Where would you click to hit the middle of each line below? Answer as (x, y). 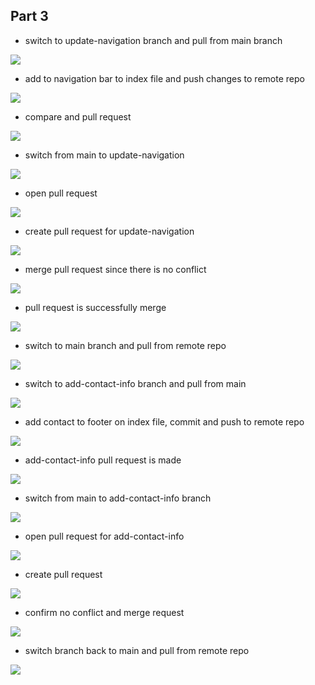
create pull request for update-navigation (109, 231)
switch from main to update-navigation (104, 155)
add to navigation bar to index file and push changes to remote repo (164, 78)
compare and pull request (78, 116)
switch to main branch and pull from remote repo (125, 345)
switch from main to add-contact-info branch (118, 498)
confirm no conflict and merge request (104, 612)
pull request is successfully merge (95, 307)
